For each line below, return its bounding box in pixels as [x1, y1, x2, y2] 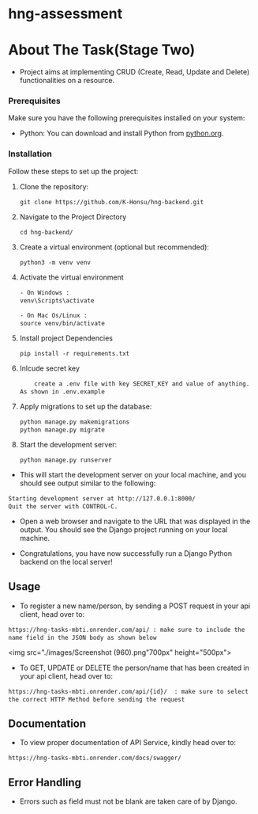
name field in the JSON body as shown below [8, 633, 157, 641]
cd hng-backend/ [19, 228, 73, 236]
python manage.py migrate [19, 425, 105, 434]
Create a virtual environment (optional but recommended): [19, 242, 209, 252]
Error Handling [8, 775, 81, 789]
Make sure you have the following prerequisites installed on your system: [8, 113, 245, 123]
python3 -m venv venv [19, 258, 91, 266]
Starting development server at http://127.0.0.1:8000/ [8, 494, 196, 503]
